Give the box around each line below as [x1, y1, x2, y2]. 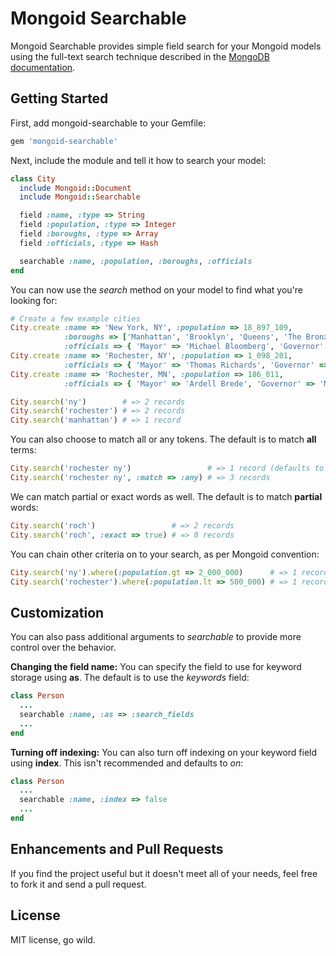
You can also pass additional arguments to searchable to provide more [10, 631, 302, 643]
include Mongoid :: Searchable [19, 192, 141, 202]
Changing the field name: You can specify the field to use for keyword [10, 661, 302, 673]
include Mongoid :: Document [19, 183, 132, 193]
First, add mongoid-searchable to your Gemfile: [10, 117, 207, 129]
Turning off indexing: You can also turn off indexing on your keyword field [10, 746, 318, 758]
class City [10, 173, 56, 184]
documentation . [10, 61, 76, 73]
